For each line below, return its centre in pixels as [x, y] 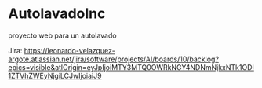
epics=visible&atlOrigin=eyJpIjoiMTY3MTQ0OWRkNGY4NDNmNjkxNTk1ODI [131, 67]
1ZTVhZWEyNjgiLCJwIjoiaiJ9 [55, 75]
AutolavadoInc [57, 14]
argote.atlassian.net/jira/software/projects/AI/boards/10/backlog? [114, 59]
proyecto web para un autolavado [62, 35]
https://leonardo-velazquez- [70, 50]
